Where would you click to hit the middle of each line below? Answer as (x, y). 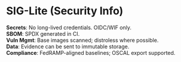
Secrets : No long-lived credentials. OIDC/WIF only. (69, 27)
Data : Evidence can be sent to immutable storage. (68, 46)
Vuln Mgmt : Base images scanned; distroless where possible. (82, 40)
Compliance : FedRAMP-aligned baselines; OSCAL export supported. (91, 52)
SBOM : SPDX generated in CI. (43, 33)
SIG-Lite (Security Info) (65, 11)
